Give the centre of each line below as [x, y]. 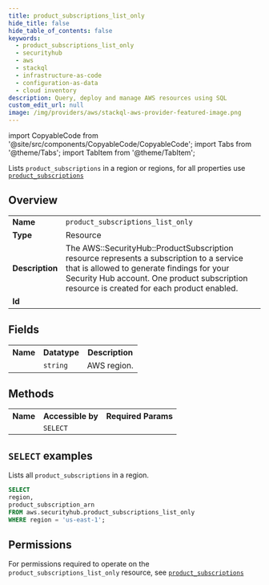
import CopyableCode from [53, 136]
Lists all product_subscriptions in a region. [79, 475]
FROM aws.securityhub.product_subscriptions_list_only [102, 512]
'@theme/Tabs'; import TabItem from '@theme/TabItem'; [102, 152]
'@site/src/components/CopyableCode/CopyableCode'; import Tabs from [130, 144]
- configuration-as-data [57, 83]
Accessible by [70, 416]
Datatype [61, 352]
